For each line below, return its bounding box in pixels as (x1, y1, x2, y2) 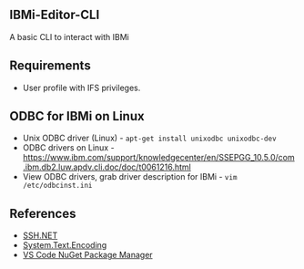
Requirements (9, 58, 91, 74)
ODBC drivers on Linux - (22, 142, 116, 153)
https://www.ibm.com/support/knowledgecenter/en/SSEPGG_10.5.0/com (22, 152, 295, 163)
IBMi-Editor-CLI (9, 7, 100, 23)
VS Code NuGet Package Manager (22, 250, 153, 261)
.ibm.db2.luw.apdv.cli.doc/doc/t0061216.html (22, 161, 191, 172)
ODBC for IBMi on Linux (9, 109, 145, 124)
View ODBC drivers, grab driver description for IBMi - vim (22, 171, 238, 182)
